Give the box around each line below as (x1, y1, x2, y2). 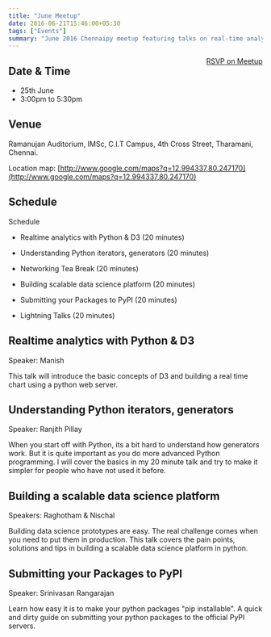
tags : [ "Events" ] (8, 27, 67, 35)
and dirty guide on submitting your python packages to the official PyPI (8, 612, 245, 622)
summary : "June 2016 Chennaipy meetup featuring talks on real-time (8, 34, 244, 43)
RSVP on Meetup (206, 57, 263, 66)
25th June (19, 86, 55, 95)
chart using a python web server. (8, 379, 119, 389)
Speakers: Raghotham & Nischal (8, 510, 115, 521)
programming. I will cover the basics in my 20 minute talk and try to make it (8, 457, 258, 467)
